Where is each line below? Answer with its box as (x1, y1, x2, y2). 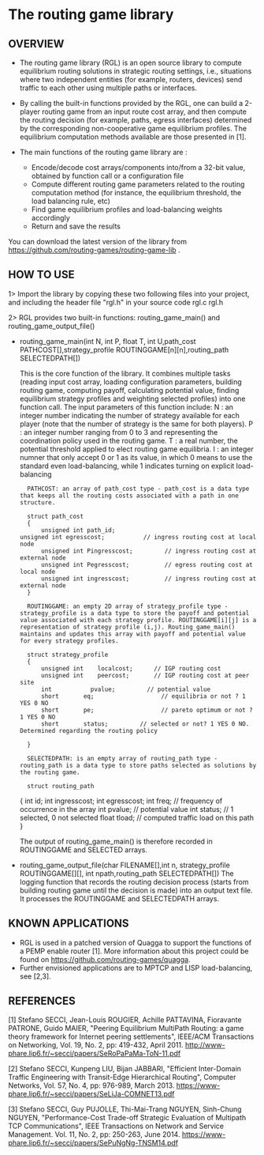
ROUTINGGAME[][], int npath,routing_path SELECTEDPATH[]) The (19, 868, 234, 878)
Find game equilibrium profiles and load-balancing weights (31, 205, 223, 214)
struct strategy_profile (27, 651, 109, 659)
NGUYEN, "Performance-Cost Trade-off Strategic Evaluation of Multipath (8, 1113, 247, 1123)
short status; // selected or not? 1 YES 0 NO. (40, 719, 250, 728)
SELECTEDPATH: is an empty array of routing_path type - (27, 754, 218, 762)
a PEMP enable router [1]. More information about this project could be (19, 946, 250, 956)
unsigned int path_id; (40, 526, 116, 534)
